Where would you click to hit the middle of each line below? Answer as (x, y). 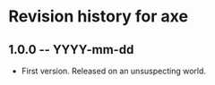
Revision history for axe (99, 17)
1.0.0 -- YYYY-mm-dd (71, 50)
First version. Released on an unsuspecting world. (114, 71)
